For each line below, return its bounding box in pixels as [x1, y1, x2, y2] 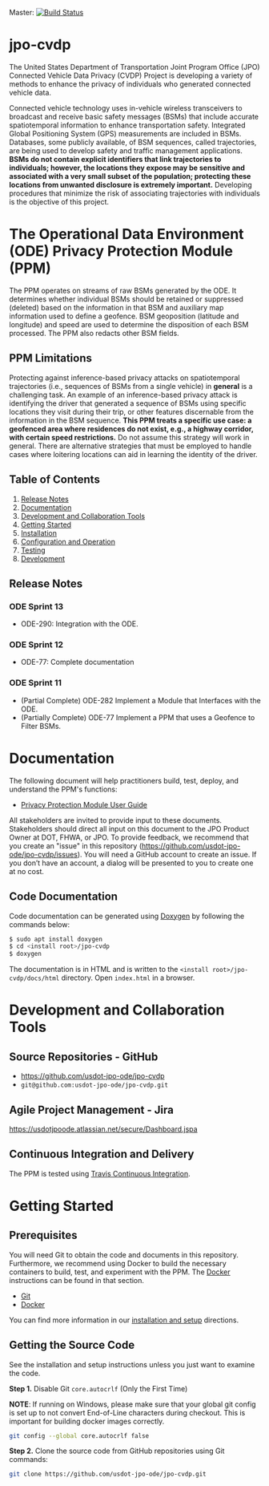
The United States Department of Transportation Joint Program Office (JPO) [9, 62, 260, 71]
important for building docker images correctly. [9, 1416, 165, 1426]
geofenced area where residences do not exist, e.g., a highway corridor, [9, 423, 254, 433]
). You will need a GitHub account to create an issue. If [77, 849, 257, 859]
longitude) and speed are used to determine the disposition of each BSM [9, 319, 249, 329]
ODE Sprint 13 [9, 601, 64, 612]
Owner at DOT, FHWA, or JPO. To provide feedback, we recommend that [9, 832, 249, 842]
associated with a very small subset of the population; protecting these [9, 171, 251, 180]
